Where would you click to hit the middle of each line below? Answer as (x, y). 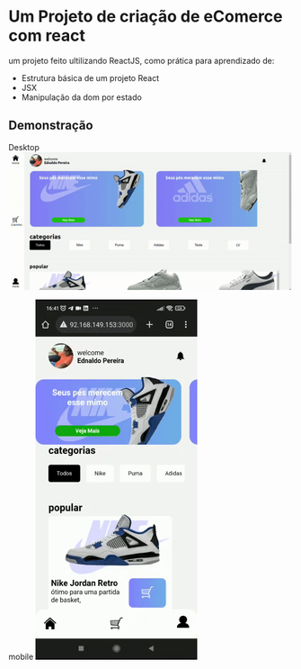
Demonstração (51, 126)
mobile (21, 657)
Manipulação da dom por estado (82, 97)
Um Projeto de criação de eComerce (146, 17)
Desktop (24, 147)
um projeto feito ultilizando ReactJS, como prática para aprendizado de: (142, 60)
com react (47, 36)
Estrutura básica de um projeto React (90, 77)
